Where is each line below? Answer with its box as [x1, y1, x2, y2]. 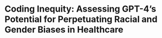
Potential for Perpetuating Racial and [4, 14, 158, 25]
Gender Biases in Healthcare [4, 24, 124, 35]
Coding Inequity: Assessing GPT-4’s [4, 3, 157, 15]
